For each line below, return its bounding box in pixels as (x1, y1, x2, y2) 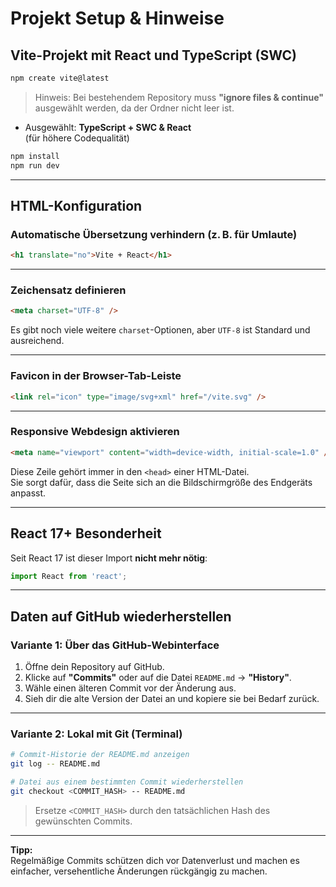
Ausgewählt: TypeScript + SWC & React (24, 121, 192, 133)
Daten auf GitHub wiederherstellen (10, 608, 232, 625)
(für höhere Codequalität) (24, 132, 130, 144)
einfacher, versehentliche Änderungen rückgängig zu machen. (10, 865, 268, 877)
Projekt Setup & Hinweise (10, 7, 225, 30)
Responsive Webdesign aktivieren (10, 425, 180, 439)
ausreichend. (10, 335, 65, 347)
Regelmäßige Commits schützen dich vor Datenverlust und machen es (10, 854, 300, 866)
